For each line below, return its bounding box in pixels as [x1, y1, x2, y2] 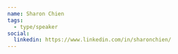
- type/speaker [13, 23, 58, 30]
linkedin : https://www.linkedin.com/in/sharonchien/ [13, 36, 172, 43]
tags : [7, 17, 23, 24]
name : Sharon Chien [7, 10, 65, 18]
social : [7, 29, 30, 37]
